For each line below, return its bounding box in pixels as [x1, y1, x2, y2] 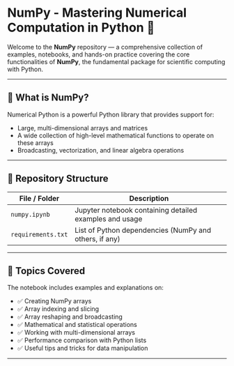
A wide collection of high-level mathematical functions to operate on [17, 131, 214, 139]
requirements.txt [10, 230, 68, 238]
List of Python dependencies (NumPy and [74, 225, 212, 235]
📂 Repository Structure [7, 173, 109, 185]
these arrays [17, 138, 54, 147]
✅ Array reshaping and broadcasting [17, 312, 123, 321]
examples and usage [74, 214, 143, 224]
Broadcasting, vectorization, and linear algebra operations [17, 146, 185, 154]
